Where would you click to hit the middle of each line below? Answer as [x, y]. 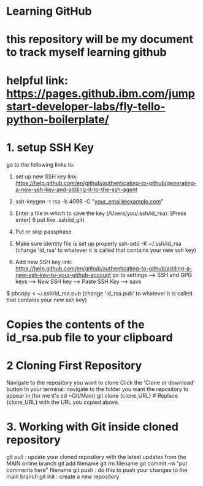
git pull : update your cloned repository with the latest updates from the [96, 457]
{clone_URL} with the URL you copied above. [63, 402]
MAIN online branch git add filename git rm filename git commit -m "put [97, 463]
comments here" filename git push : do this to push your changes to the [97, 469]
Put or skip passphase [43, 232]
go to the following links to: [40, 164]
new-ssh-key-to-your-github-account [63, 275]
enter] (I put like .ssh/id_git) [50, 219]
